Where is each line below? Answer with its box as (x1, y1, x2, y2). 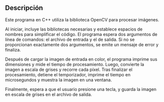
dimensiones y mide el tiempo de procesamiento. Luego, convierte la (5, 61, 144, 67)
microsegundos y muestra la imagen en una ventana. (5, 77, 112, 83)
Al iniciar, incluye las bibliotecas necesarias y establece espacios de (5, 26, 143, 32)
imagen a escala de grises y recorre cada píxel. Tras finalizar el (5, 67, 133, 72)
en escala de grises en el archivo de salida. (5, 91, 92, 97)
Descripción (5, 4, 43, 12)
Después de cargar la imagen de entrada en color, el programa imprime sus (5, 56, 158, 62)
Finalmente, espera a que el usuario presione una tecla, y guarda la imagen (5, 86, 157, 92)
